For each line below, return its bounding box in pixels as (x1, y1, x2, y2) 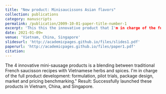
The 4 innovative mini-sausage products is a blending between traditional (5, 62, 155, 68)
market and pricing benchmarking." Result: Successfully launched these (5, 78, 152, 84)
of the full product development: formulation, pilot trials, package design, (5, 73, 154, 79)
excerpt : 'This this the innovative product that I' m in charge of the (5, 26, 156, 31)
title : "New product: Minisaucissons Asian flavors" (5, 7, 116, 12)
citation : (5, 48, 26, 53)
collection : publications (5, 12, 58, 17)
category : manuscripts (5, 16, 52, 21)
